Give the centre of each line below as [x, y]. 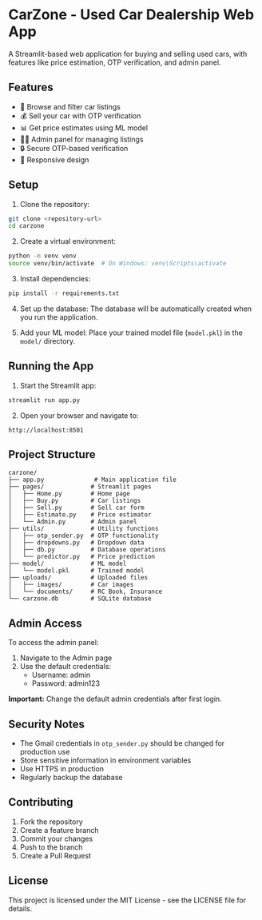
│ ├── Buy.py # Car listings [75, 501]
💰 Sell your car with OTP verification [80, 115]
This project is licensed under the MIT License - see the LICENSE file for [127, 900]
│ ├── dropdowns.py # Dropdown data [77, 543]
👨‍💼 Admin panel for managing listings [81, 139]
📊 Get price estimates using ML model [84, 127]
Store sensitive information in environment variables [105, 760]
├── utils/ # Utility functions [83, 529]
